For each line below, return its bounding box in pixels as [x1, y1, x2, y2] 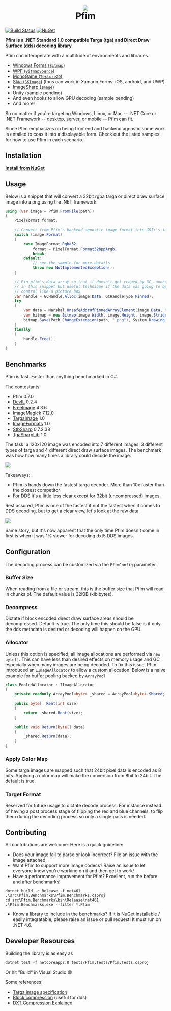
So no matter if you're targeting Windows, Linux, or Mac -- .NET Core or [5, 110, 157, 116]
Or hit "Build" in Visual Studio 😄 [5, 969, 73, 975]
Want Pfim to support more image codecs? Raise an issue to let [12, 862, 146, 869]
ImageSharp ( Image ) [12, 84, 54, 90]
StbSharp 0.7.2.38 [12, 426, 51, 432]
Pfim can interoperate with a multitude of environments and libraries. [5, 52, 149, 58]
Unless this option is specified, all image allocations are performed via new [5, 650, 160, 657]
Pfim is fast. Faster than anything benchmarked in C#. [5, 373, 118, 379]
